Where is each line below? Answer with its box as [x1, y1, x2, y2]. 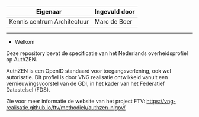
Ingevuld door [94, 8, 135, 15]
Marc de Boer [94, 18, 133, 25]
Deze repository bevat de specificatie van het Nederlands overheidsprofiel [6, 50, 188, 57]
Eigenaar [36, 8, 62, 15]
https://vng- [146, 97, 176, 105]
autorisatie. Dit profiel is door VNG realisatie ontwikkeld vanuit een [6, 74, 168, 80]
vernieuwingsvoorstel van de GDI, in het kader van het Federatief [6, 80, 165, 87]
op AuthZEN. [6, 56, 37, 63]
